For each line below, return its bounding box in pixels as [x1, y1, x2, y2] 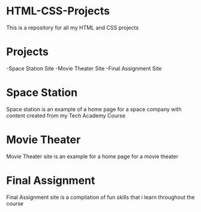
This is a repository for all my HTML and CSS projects [6, 24, 139, 31]
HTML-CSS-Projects [6, 4, 110, 18]
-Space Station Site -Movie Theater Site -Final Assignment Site [6, 65, 162, 72]
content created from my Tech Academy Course [6, 112, 126, 119]
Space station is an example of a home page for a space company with [6, 105, 182, 113]
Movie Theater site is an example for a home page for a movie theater [6, 153, 179, 160]
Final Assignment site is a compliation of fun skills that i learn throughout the [6, 193, 195, 201]
